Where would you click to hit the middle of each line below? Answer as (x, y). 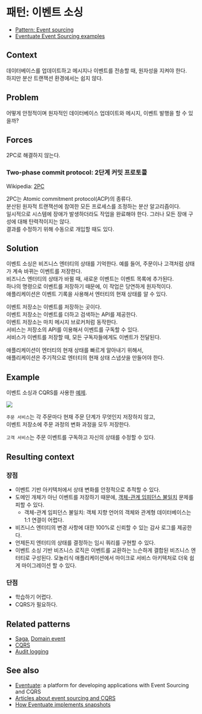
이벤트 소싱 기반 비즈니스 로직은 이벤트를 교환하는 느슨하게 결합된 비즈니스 (102, 550)
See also (23, 671)
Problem (23, 98)
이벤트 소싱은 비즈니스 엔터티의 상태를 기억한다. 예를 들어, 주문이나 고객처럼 (95, 264)
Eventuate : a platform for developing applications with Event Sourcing (102, 685)
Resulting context (40, 456)
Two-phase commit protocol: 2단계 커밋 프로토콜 (77, 172)
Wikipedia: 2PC (25, 186)
